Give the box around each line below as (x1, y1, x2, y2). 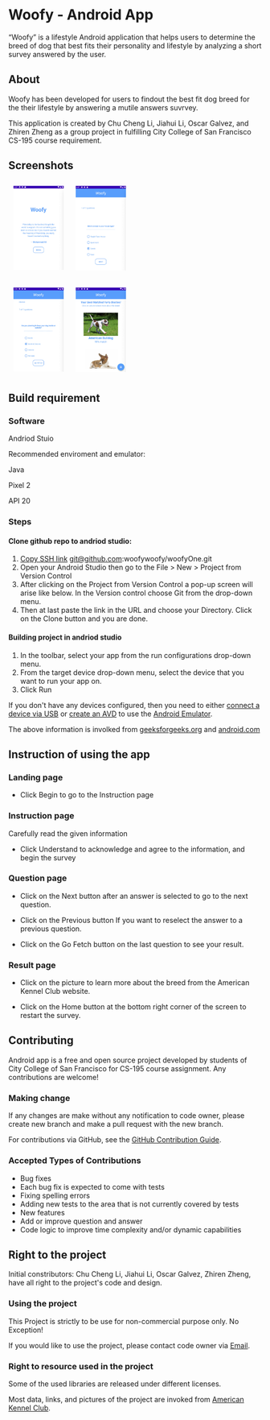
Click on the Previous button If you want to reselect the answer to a (19, 915, 243, 925)
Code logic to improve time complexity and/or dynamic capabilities (19, 1224, 242, 1234)
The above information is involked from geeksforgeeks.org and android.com (8, 724, 260, 734)
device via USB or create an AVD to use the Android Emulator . (8, 709, 213, 718)
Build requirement (8, 391, 100, 404)
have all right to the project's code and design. (8, 1278, 162, 1288)
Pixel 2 (8, 481, 31, 491)
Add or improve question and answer (19, 1216, 143, 1226)
